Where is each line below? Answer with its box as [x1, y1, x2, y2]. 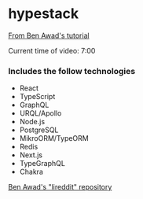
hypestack [8, 5, 79, 23]
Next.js [19, 150, 43, 160]
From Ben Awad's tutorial [8, 31, 90, 40]
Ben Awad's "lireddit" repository [8, 182, 112, 192]
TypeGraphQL [19, 159, 65, 168]
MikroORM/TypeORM [19, 134, 89, 143]
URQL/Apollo [19, 109, 62, 118]
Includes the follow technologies [8, 65, 136, 76]
